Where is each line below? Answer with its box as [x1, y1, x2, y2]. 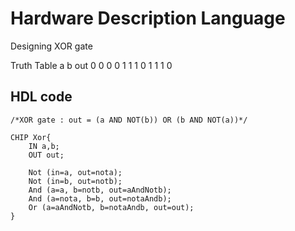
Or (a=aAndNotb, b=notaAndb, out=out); [28, 202, 195, 212]
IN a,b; [28, 141, 60, 151]
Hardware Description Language [10, 7, 286, 30]
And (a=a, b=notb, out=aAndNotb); [28, 185, 172, 195]
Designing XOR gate [10, 40, 93, 52]
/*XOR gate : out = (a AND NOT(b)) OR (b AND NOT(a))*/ [10, 115, 248, 125]
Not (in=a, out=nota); [28, 167, 123, 177]
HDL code [10, 88, 73, 106]
